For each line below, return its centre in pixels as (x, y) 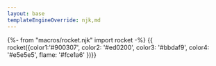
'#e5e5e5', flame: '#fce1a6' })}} (52, 55)
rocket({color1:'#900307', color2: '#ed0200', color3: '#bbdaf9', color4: (108, 47)
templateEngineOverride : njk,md (54, 20)
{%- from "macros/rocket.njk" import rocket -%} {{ (80, 40)
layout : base (26, 14)
